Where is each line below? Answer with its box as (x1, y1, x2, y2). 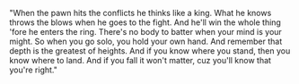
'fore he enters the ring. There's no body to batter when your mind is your (9, 27, 283, 37)
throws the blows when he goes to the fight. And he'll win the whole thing (9, 17, 281, 28)
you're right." (9, 64, 58, 75)
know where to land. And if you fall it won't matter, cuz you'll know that (9, 55, 272, 65)
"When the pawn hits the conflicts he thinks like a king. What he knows (9, 8, 272, 18)
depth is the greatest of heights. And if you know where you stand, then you (9, 46, 291, 56)
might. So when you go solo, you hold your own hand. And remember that (9, 36, 283, 46)
